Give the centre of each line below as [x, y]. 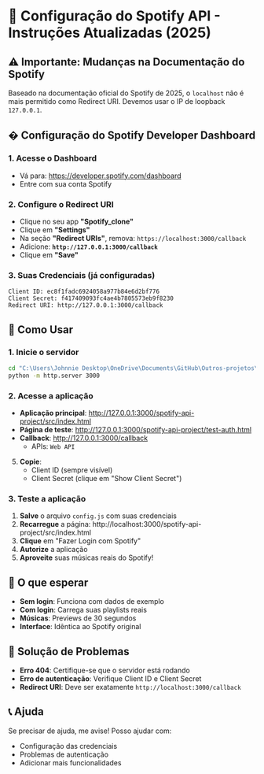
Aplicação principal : [53, 413]
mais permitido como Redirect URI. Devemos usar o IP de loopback [117, 101]
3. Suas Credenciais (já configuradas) [82, 275]
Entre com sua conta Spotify [66, 183]
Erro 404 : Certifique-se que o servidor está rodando [104, 670]
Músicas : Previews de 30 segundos [78, 618]
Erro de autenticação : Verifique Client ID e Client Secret [110, 678]
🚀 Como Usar [41, 330]
